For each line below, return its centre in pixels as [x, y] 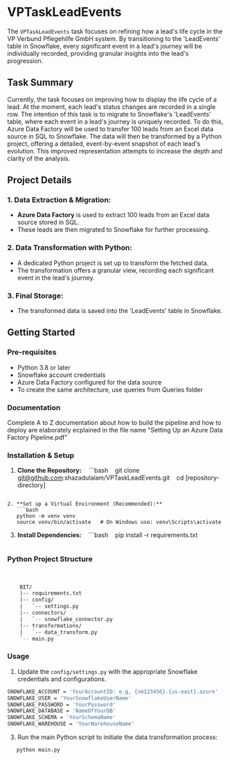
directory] [32, 485]
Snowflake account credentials [61, 375]
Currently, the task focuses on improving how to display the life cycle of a [112, 99]
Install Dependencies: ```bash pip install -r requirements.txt [107, 535]
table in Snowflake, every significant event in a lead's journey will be [105, 46]
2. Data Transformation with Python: [70, 248]
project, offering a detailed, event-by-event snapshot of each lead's [104, 144]
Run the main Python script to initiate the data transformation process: [117, 737]
